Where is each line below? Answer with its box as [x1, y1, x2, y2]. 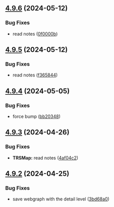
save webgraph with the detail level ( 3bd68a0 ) [12, 196, 109, 202]
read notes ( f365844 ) [12, 72, 58, 78]
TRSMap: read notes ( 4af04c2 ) [12, 154, 79, 161]
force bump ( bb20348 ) [12, 113, 61, 119]
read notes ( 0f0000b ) [12, 30, 58, 37]
